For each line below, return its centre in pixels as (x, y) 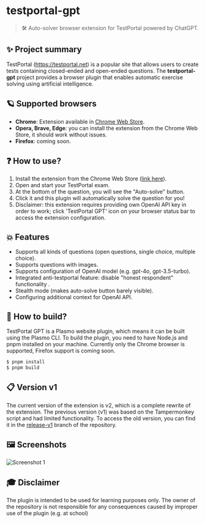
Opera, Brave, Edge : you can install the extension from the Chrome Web (106, 128)
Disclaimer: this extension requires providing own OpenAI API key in (101, 205)
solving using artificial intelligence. (50, 84)
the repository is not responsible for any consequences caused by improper (102, 507)
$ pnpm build (23, 368)
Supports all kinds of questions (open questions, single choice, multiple (105, 252)
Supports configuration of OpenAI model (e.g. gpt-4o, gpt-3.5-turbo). (103, 271)
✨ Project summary (44, 50)
